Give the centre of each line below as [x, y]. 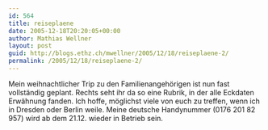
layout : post [30, 46]
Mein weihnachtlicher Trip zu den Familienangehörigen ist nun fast [119, 84]
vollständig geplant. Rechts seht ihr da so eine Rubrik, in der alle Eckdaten [131, 92]
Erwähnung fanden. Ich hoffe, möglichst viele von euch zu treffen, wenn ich [134, 101]
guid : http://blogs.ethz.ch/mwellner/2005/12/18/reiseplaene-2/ [119, 53]
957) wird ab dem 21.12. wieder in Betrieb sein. [86, 118]
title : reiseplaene [41, 23]
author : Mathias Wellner [50, 38]
